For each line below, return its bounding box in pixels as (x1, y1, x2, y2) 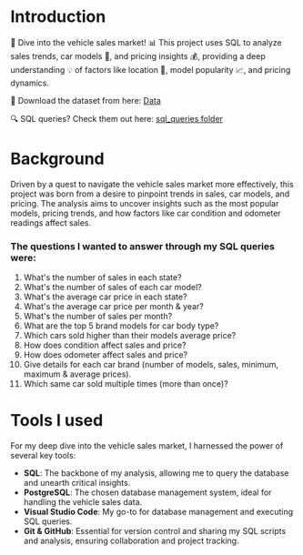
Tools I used (10, 410, 104, 431)
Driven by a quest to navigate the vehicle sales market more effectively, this (10, 178, 294, 189)
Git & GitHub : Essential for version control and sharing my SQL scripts (23, 526, 287, 537)
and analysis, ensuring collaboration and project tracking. (23, 535, 239, 547)
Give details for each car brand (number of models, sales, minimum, (23, 359, 278, 370)
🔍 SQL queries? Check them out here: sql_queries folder (10, 113, 224, 124)
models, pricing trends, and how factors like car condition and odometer (10, 207, 281, 218)
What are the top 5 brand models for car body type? (23, 320, 219, 331)
